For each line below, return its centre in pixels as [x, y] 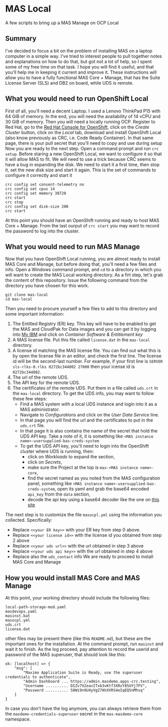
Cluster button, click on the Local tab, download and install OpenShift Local [83, 132]
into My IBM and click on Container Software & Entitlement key [78, 335]
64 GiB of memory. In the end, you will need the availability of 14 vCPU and [83, 116]
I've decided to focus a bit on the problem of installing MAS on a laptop [79, 50]
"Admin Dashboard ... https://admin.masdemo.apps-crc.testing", [92, 682]
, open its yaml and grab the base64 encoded [102, 489]
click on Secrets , [45, 462]
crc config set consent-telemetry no [45, 185]
